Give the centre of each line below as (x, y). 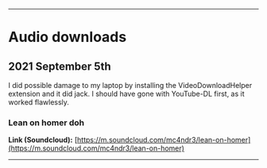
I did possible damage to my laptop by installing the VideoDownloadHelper (130, 85)
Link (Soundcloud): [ (43, 140)
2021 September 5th (60, 66)
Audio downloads (68, 37)
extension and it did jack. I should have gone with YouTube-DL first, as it (126, 94)
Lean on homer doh (46, 122)
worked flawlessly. (39, 102)
